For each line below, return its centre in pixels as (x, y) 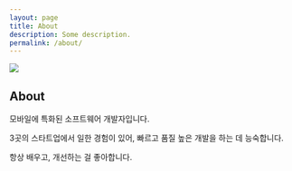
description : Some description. (70, 34)
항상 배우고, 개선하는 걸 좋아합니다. (71, 157)
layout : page (34, 18)
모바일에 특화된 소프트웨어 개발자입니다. (80, 119)
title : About (34, 26)
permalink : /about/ (46, 43)
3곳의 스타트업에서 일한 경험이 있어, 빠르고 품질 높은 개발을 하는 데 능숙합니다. (147, 138)
